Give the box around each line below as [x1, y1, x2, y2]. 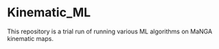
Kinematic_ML [7, 5, 91, 20]
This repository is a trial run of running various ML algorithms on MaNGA [7, 27, 213, 35]
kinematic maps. [7, 34, 54, 42]
